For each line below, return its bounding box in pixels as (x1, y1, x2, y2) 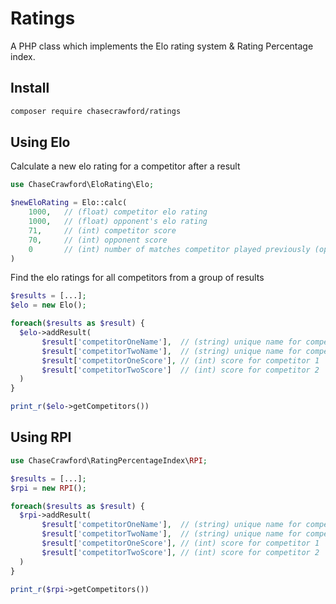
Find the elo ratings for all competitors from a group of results (10, 272, 265, 284)
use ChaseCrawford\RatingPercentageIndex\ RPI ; (10, 455, 208, 466)
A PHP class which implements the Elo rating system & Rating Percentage (10, 40, 314, 52)
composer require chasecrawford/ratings (10, 106, 182, 116)
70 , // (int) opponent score (28, 235, 168, 245)
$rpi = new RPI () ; (10, 483, 87, 493)
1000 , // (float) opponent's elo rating (28, 217, 208, 227)
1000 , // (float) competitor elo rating (28, 207, 208, 217)
